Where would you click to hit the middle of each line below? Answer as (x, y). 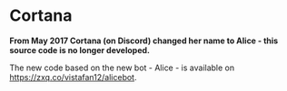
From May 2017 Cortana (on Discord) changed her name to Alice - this (144, 41)
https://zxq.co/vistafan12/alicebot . (73, 77)
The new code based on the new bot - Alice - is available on (122, 68)
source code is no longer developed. (80, 50)
